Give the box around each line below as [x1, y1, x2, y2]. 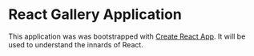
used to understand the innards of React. [8, 39, 144, 49]
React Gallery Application [8, 6, 182, 24]
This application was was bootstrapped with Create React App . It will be [8, 32, 246, 41]
